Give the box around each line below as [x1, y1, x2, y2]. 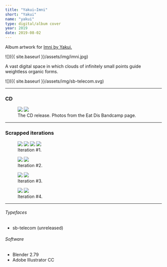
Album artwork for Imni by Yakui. [5, 44, 72, 50]
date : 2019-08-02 [5, 30, 41, 35]
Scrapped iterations [5, 130, 54, 137]
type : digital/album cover [5, 21, 61, 26]
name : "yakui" [5, 16, 35, 21]
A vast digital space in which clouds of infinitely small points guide [5, 63, 141, 69]
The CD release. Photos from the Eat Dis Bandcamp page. [17, 112, 137, 118]
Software [5, 236, 24, 242]
